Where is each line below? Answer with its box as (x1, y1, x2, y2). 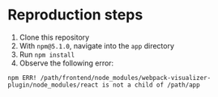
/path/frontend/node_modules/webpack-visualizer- (40, 74, 212, 82)
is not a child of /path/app (101, 81, 200, 89)
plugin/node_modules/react (7, 81, 99, 89)
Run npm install (19, 49, 75, 59)
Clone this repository (19, 32, 90, 42)
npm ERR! (7, 74, 37, 82)
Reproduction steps (7, 6, 143, 24)
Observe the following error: (19, 58, 114, 68)
